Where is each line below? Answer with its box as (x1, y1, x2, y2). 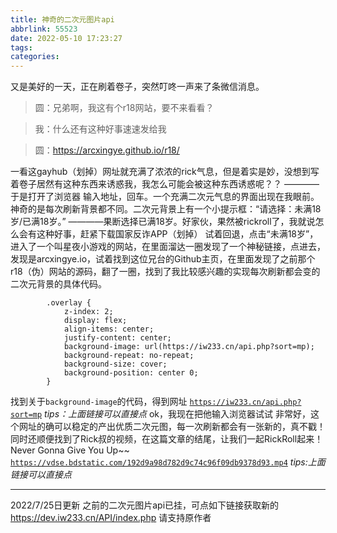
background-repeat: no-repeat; (63, 351, 195, 361)
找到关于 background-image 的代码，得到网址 (10, 396, 188, 408)
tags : (10, 42, 33, 53)
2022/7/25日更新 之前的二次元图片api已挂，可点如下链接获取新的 (10, 499, 280, 511)
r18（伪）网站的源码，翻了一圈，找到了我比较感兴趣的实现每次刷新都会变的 (10, 266, 321, 278)
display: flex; (63, 316, 128, 326)
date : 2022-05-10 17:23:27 (10, 33, 123, 43)
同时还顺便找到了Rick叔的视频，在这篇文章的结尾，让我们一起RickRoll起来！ (10, 433, 324, 445)
